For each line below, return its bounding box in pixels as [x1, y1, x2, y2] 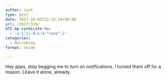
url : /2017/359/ [5, 21, 40, 27]
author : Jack [5, 7, 33, 13]
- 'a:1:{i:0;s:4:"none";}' [10, 31, 67, 36]
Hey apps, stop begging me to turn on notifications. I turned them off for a [5, 63, 161, 69]
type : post [5, 12, 29, 17]
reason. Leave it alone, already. [5, 69, 72, 75]
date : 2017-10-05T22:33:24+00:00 [5, 17, 77, 22]
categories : [5, 36, 31, 41]
